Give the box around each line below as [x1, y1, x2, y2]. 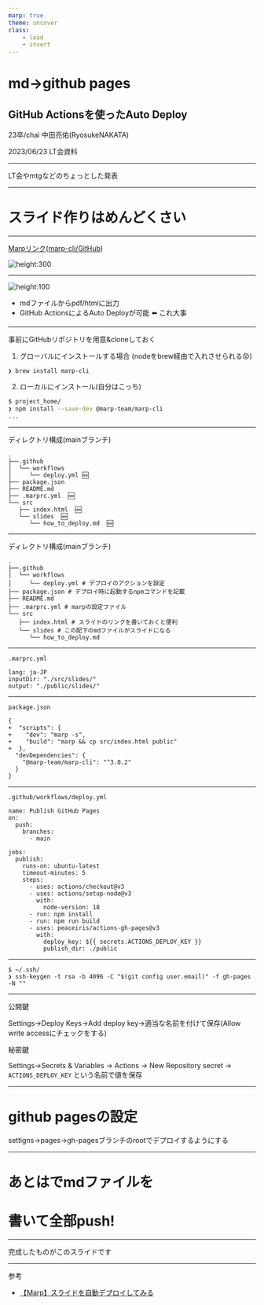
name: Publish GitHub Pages [8, 807, 101, 815]
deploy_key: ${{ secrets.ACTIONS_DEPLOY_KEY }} [42, 938, 202, 946]
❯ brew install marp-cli [8, 367, 90, 375]
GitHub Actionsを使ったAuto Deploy [8, 108, 188, 121]
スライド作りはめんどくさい [8, 209, 187, 227]
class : [8, 26, 30, 34]
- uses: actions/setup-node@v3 [28, 890, 132, 898]
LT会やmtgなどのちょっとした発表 [8, 171, 118, 181]
